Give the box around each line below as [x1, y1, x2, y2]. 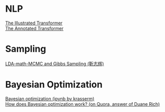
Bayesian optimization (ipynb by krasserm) [5, 95, 95, 102]
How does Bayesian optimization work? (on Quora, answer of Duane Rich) [5, 101, 160, 107]
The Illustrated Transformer [5, 20, 62, 26]
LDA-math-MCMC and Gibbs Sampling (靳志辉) [5, 61, 104, 67]
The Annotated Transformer [5, 25, 64, 31]
